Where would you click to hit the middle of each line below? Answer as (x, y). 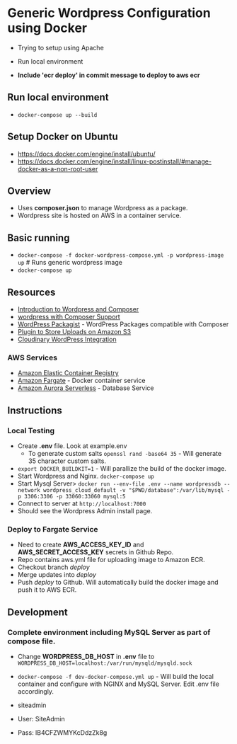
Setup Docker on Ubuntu (63, 137)
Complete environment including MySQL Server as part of (109, 632)
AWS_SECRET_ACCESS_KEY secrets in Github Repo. (96, 552)
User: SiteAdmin (41, 719)
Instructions (35, 410)
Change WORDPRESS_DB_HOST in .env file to (86, 656)
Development (38, 612)
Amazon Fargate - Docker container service (81, 381)
